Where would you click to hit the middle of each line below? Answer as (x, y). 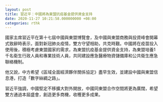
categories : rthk (23, 23)
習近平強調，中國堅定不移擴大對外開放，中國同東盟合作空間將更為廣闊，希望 (81, 88)
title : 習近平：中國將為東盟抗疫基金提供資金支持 (49, 14)
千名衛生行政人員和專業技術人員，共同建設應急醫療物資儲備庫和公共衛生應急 (81, 56)
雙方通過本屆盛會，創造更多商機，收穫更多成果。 (54, 95)
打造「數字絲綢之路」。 (40, 78)
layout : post (18, 9)
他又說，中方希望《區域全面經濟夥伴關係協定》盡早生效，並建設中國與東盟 (79, 72)
